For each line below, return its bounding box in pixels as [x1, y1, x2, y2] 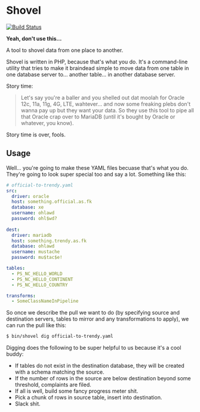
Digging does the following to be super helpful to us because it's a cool [6, 344, 181, 352]
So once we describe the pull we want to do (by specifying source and [6, 309, 180, 316]
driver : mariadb [11, 232, 52, 238]
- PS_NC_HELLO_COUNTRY [11, 282, 68, 288]
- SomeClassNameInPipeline [11, 298, 79, 304]
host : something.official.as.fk [11, 199, 93, 205]
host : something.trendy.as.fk [11, 237, 87, 244]
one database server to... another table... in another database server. [6, 71, 176, 78]
